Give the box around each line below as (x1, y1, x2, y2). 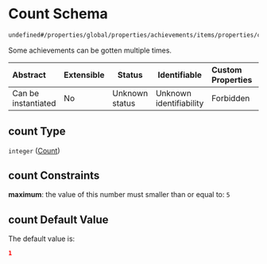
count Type (8, 125, 66, 138)
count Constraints (8, 169, 100, 183)
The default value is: (8, 234, 75, 243)
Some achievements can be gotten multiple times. (8, 45, 172, 55)
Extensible (63, 69, 105, 80)
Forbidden (211, 92, 250, 103)
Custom (211, 64, 242, 76)
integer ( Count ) (8, 146, 61, 155)
